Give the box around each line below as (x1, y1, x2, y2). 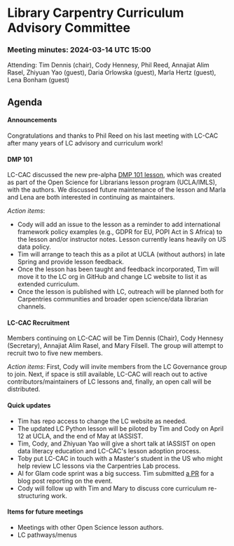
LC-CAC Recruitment (7, 318, 70, 327)
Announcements (7, 116, 57, 124)
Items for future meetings (7, 507, 84, 516)
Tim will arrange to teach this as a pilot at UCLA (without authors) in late (17, 250, 226, 259)
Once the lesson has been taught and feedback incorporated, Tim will (17, 265, 219, 273)
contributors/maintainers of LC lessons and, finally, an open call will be (7, 377, 212, 386)
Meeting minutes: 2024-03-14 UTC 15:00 (7, 45, 151, 55)
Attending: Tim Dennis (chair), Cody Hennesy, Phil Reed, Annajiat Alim (7, 61, 210, 70)
